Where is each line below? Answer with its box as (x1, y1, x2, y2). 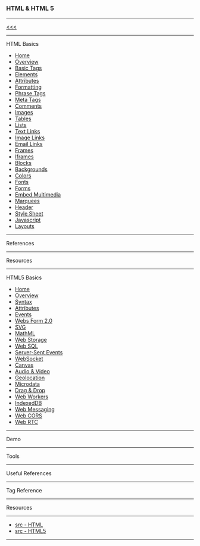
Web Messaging (14, 406, 55, 413)
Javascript (14, 216, 41, 224)
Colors (14, 172, 32, 179)
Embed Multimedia (14, 191, 61, 198)
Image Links (14, 134, 45, 141)
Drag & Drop (14, 387, 46, 394)
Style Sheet (14, 210, 43, 217)
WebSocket (14, 355, 43, 363)
